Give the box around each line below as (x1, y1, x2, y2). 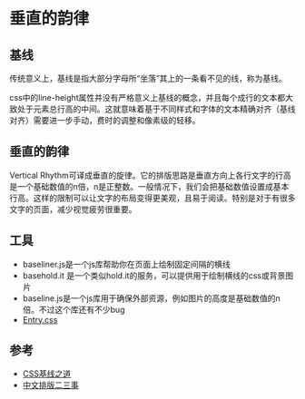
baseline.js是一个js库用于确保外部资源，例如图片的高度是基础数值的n (22, 292, 280, 304)
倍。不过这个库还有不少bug (22, 304, 125, 315)
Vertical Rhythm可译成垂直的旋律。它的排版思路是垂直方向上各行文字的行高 (9, 170, 292, 180)
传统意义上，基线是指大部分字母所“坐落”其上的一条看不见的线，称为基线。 (9, 73, 288, 83)
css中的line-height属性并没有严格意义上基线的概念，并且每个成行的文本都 (9, 92, 286, 102)
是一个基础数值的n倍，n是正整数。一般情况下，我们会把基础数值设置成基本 (9, 180, 290, 191)
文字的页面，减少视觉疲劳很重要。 (9, 203, 137, 214)
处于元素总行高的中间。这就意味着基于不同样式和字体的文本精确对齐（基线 (16, 103, 296, 114)
